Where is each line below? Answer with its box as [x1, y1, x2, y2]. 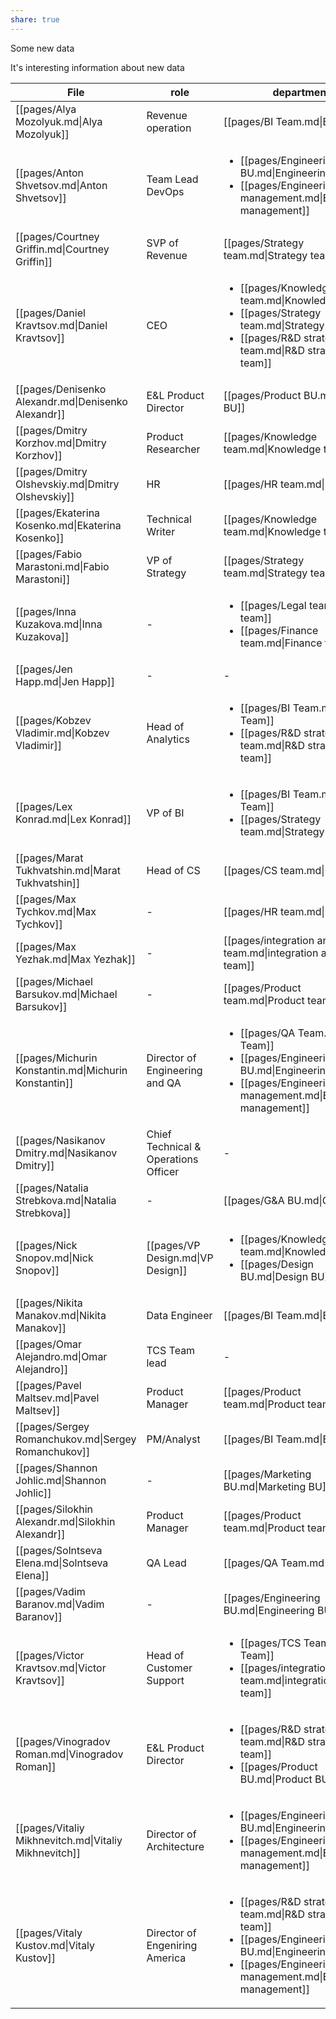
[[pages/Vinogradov [15, 1734, 111, 1748]
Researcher [146, 442, 201, 456]
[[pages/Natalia [15, 1181, 89, 1195]
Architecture [146, 1839, 205, 1853]
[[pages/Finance [239, 623, 319, 637]
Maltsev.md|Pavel [15, 1391, 100, 1405]
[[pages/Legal [239, 598, 307, 612]
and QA [146, 1076, 182, 1090]
